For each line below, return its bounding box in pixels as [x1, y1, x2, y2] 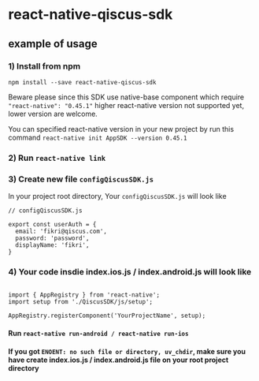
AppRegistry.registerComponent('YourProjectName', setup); [8, 312, 206, 320]
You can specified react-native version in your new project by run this [8, 124, 235, 133]
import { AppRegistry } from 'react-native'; [8, 291, 160, 299]
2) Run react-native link [8, 152, 106, 163]
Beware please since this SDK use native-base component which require [8, 92, 245, 102]
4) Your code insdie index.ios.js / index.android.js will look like [8, 267, 252, 278]
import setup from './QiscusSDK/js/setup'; [8, 298, 154, 306]
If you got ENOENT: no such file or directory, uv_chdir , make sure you [8, 346, 246, 356]
